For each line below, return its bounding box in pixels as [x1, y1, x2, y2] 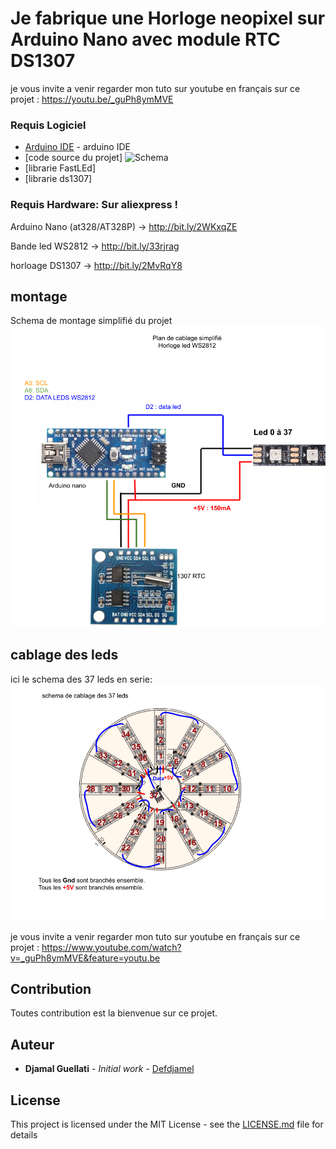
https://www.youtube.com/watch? [41, 941, 182, 953]
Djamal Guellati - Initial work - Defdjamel [24, 1063, 195, 1075]
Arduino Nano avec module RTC [10, 28, 281, 51]
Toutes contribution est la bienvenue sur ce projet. [10, 1007, 218, 1019]
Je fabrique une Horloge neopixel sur [10, 7, 326, 30]
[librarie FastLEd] [24, 162, 97, 174]
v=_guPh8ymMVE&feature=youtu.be [10, 952, 161, 964]
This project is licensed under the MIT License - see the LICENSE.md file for [10, 1118, 324, 1131]
